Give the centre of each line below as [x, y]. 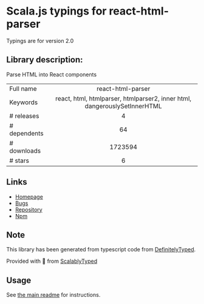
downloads [25, 151]
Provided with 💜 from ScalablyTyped [52, 261]
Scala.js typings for [56, 11]
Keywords [24, 102]
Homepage [29, 197]
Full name [23, 88]
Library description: [45, 60]
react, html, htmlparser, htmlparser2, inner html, [124, 98]
